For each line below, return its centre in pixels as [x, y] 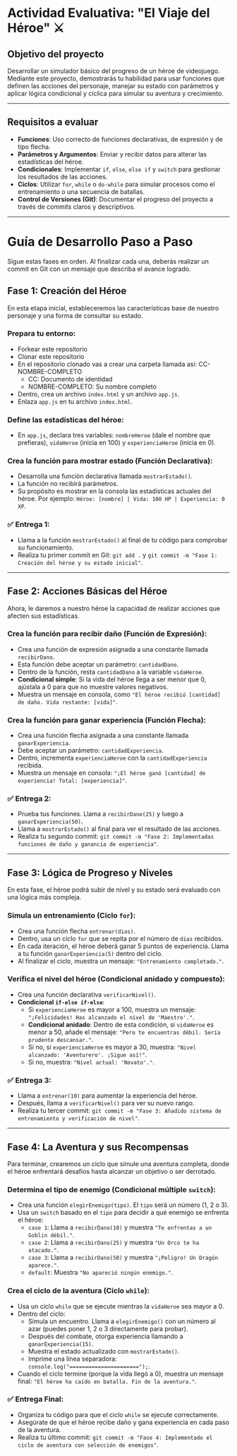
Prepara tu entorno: [42, 334]
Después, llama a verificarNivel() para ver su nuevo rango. [106, 1103]
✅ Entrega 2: [29, 799]
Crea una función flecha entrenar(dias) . [77, 931]
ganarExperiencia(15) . [61, 1343]
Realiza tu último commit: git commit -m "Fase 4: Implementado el [115, 1437]
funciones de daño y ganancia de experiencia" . [88, 844]
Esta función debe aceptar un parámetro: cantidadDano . [98, 664]
